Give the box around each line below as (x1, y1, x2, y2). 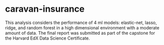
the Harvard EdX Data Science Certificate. (5, 35, 90, 41)
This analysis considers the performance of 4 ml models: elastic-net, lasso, (5, 20, 157, 25)
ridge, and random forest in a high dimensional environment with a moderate (5, 24, 160, 30)
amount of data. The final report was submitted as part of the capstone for (5, 30, 155, 36)
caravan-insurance (5, 3, 85, 15)
